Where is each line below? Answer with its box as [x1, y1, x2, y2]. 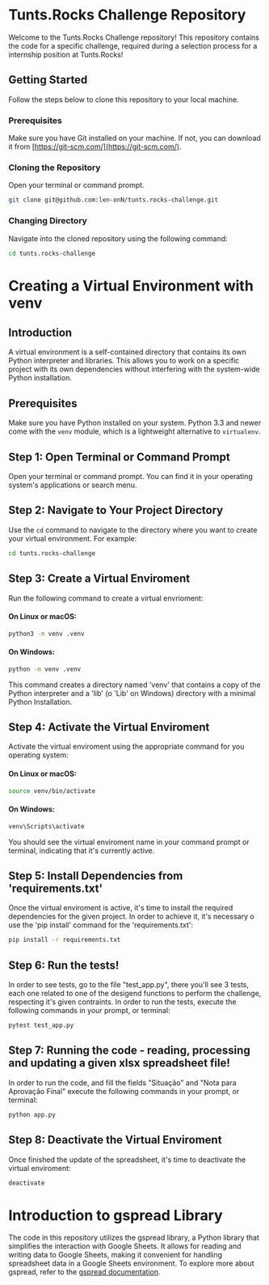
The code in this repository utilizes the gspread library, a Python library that [8, 1232, 260, 1243]
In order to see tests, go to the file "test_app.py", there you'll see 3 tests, [8, 980, 249, 990]
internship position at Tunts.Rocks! [8, 49, 124, 59]
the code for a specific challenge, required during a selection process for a [8, 40, 258, 50]
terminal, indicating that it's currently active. [8, 846, 155, 855]
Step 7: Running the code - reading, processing [8, 1044, 250, 1058]
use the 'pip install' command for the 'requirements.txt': [8, 920, 194, 930]
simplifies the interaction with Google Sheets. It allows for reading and [8, 1241, 242, 1251]
